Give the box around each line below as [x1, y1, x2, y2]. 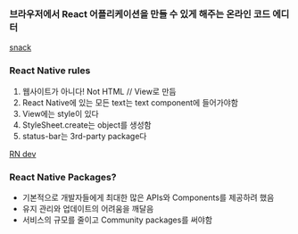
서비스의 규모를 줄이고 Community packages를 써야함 [21, 214, 212, 225]
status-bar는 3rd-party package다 [21, 130, 147, 141]
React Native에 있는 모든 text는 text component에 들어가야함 [21, 96, 239, 108]
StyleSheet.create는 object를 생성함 [21, 119, 152, 130]
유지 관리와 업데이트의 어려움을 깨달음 [21, 203, 154, 213]
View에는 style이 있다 [21, 108, 100, 119]
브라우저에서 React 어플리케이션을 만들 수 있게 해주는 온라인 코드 [9, 7, 270, 20]
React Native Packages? [9, 171, 117, 183]
